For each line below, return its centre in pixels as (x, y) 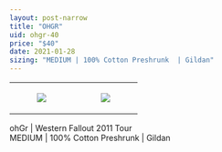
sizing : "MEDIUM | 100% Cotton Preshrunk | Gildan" (112, 60)
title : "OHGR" (37, 26)
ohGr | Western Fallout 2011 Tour (71, 128)
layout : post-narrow (49, 18)
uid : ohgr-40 (34, 35)
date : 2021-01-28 (42, 52)
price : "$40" (34, 43)
